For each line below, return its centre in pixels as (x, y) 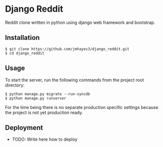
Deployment (24, 128)
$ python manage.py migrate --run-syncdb (48, 94)
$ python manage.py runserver (36, 98)
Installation (22, 38)
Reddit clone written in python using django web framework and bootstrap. (80, 22)
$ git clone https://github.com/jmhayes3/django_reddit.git (67, 49)
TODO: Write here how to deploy (45, 139)
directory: (15, 85)
